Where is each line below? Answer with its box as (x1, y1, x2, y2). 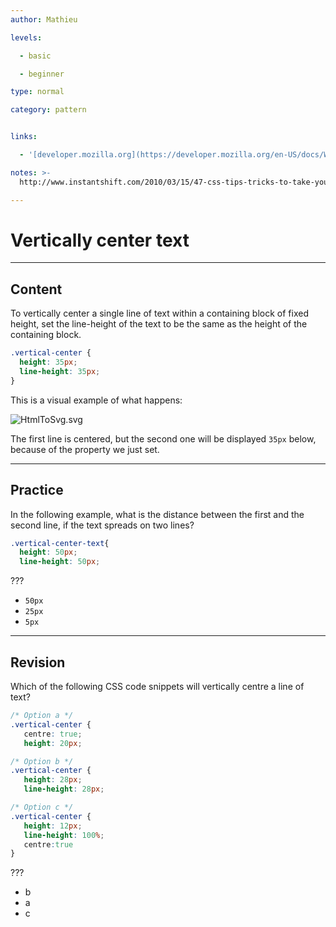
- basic (19, 51, 52, 61)
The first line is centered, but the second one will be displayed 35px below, (10, 432, 317, 445)
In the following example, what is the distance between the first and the (10, 508, 305, 520)
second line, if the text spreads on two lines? (10, 519, 195, 531)
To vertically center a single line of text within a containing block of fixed (10, 307, 309, 320)
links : (10, 132, 38, 142)
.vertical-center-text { (10, 538, 110, 548)
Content (10, 281, 63, 298)
